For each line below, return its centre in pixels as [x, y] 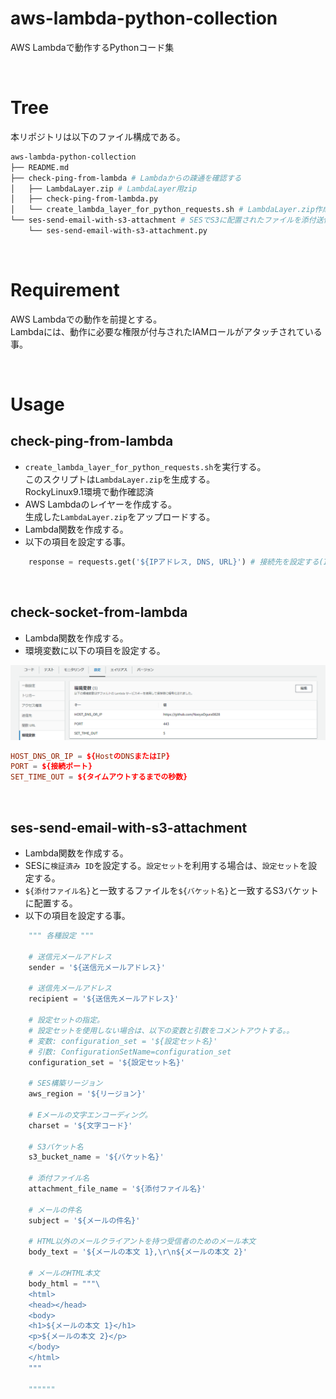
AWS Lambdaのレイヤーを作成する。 [101, 504]
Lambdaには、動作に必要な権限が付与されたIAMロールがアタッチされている [166, 331]
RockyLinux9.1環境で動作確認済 [89, 491]
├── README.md [40, 167]
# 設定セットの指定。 [66, 1020]
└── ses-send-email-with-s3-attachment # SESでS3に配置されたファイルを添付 [163, 220]
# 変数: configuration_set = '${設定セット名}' [123, 1041]
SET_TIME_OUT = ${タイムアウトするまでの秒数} [99, 777]
